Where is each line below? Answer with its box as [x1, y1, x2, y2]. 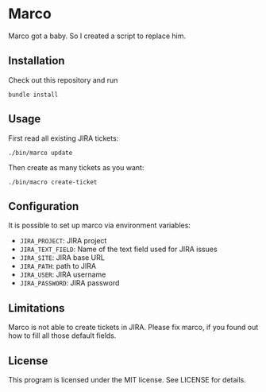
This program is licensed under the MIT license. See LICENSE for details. [8, 375, 246, 384]
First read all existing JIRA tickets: [8, 133, 119, 143]
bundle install [8, 91, 59, 99]
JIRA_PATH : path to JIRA [19, 262, 97, 271]
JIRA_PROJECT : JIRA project [19, 236, 107, 246]
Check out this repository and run [8, 75, 118, 84]
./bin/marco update [8, 149, 73, 157]
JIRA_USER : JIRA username [19, 270, 106, 279]
